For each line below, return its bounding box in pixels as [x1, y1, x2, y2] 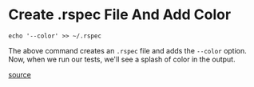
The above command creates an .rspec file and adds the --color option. [8, 45, 248, 55]
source [8, 69, 32, 79]
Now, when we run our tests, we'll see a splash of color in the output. [8, 54, 236, 64]
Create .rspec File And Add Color [8, 6, 232, 24]
